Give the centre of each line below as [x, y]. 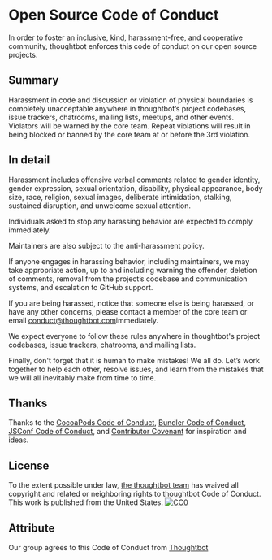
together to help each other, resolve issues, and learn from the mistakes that [136, 369]
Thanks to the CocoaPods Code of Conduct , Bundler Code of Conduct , [127, 423]
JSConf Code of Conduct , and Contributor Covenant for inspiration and [127, 432]
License [29, 465]
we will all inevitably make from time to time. [82, 378]
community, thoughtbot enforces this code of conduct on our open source [133, 46]
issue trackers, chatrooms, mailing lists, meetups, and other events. [121, 117]
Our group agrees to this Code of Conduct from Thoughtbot [108, 547]
